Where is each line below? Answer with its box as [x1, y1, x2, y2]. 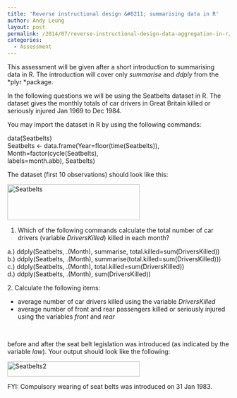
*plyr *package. [7, 78, 54, 86]
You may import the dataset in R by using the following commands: [7, 120, 202, 128]
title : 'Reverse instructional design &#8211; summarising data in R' [7, 10, 219, 18]
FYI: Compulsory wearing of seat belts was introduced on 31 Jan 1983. [7, 382, 213, 390]
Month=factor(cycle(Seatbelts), [7, 149, 99, 157]
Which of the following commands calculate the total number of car [17, 226, 214, 234]
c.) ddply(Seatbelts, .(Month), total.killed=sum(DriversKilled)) [7, 263, 185, 271]
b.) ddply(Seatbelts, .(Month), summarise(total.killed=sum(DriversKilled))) [7, 255, 221, 263]
